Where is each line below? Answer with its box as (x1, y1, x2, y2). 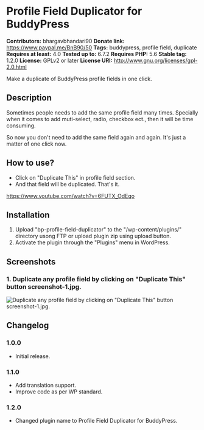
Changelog (6, 320, 49, 331)
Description (6, 93, 52, 103)
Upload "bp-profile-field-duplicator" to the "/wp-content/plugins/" (15, 226, 182, 233)
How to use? (6, 158, 55, 168)
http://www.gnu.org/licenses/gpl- (113, 57, 198, 64)
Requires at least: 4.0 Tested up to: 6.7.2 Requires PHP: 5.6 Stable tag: (6, 50, 187, 57)
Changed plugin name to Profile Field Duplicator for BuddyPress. (15, 417, 178, 425)
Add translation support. (15, 382, 77, 389)
